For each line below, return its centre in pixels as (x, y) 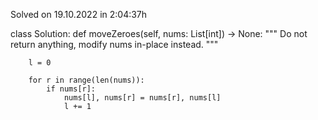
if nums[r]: (71, 89)
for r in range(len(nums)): (86, 80)
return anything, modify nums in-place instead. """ (114, 44)
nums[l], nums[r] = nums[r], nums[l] (142, 98)
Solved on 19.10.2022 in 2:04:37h (79, 14)
